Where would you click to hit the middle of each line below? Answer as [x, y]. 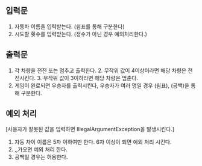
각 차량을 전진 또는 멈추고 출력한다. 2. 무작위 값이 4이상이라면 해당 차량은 [100, 70]
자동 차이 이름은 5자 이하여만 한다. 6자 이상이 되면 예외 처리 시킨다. [93, 142]
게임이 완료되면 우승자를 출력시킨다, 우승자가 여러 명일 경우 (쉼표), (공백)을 [102, 85]
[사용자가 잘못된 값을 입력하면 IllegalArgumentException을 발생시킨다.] [90, 129]
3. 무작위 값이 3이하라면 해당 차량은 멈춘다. [87, 78]
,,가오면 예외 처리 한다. [41, 150]
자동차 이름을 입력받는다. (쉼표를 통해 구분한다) [69, 26]
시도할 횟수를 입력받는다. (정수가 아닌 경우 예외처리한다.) [80, 34]
